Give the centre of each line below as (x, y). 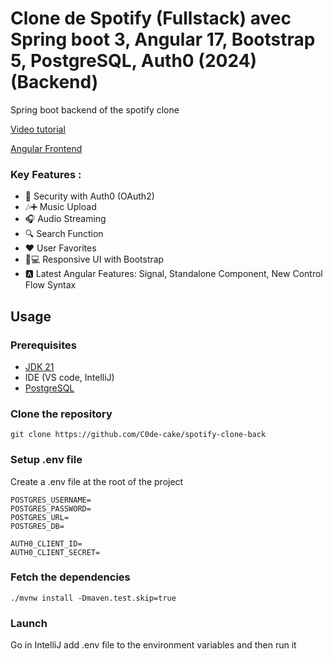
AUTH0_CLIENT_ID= (46, 543)
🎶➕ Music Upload (60, 207)
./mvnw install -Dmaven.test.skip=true (93, 598)
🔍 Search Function (64, 234)
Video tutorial (38, 129)
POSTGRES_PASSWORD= (51, 508)
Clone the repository (61, 414)
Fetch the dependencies (70, 577)
